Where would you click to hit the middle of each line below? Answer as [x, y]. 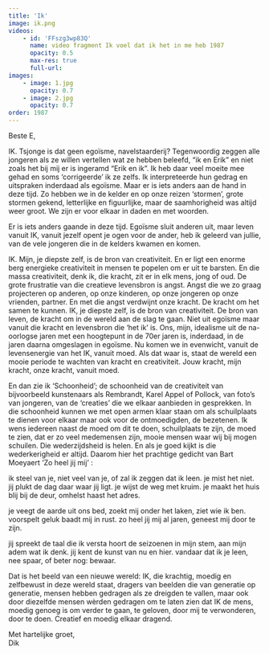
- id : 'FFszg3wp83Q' [57, 38]
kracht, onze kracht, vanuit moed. [64, 370]
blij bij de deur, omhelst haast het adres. [74, 495]
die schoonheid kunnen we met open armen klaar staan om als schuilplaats [132, 411]
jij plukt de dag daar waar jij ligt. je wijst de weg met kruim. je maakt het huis [134, 486]
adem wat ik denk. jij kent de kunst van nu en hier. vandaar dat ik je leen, [128, 552]
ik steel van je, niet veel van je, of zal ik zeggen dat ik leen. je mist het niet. [131, 478]
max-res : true [53, 61]
